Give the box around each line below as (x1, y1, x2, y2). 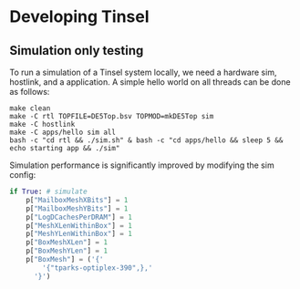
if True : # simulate (9, 187, 88, 196)
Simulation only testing (9, 43, 144, 58)
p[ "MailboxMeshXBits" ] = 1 (26, 195, 129, 204)
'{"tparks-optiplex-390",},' (42, 263, 153, 273)
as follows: (9, 87, 50, 97)
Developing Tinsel (9, 6, 150, 27)
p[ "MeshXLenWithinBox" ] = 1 (26, 221, 132, 230)
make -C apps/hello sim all (9, 128, 117, 137)
